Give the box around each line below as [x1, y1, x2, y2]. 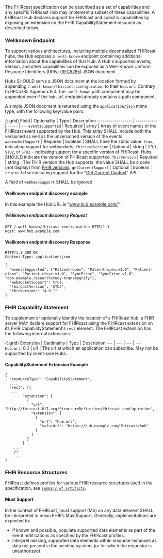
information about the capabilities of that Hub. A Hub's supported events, [5, 59, 152, 64]
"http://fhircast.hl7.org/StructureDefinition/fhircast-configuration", [5, 407, 155, 412]
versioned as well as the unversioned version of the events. [5, 134, 124, 139]
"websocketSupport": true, [9, 280, 64, 285]
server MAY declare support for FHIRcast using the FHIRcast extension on [5, 320, 153, 326]
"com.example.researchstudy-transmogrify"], [5, 276, 97, 280]
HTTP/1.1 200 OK [5, 250, 38, 255]
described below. [5, 25, 40, 31]
